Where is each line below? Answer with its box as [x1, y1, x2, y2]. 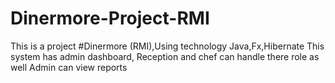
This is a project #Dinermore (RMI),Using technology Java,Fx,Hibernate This [10, 40, 325, 52]
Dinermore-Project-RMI [10, 7, 210, 30]
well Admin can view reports [10, 61, 128, 73]
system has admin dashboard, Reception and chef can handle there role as [10, 50, 320, 62]
